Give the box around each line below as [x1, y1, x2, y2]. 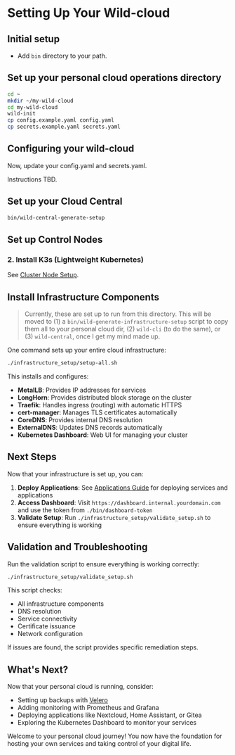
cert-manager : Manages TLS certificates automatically [17, 408, 177, 417]
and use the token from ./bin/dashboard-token [17, 505, 153, 514]
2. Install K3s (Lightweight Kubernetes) [7, 255, 144, 265]
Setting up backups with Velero [17, 696, 109, 704]
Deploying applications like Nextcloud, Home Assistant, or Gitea [17, 711, 202, 719]
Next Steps [7, 451, 57, 463]
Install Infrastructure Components [7, 291, 160, 303]
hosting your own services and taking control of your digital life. [7, 740, 192, 748]
